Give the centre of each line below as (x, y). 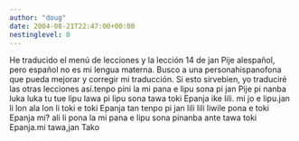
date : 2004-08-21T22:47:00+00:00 (72, 26)
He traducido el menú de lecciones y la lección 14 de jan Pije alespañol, (142, 61)
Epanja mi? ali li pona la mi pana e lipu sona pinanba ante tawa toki (133, 117)
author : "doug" (38, 18)
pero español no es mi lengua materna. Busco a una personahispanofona (145, 70)
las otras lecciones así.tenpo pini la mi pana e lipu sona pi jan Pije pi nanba (148, 89)
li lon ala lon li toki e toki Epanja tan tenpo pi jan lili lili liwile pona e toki (139, 108)
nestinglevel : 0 (40, 34)
